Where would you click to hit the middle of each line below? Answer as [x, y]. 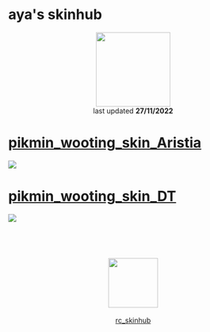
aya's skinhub [55, 15]
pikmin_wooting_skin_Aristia [105, 143]
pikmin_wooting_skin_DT [92, 197]
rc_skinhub [133, 320]
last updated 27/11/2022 [133, 111]
